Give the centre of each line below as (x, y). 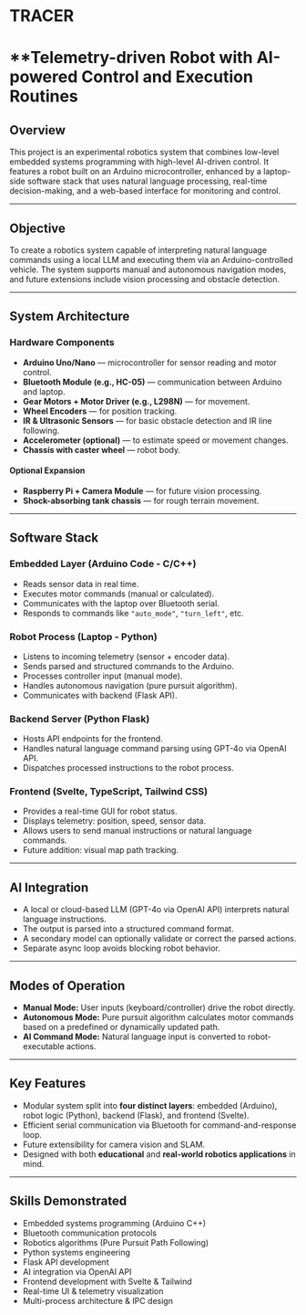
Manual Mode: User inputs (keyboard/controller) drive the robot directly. (159, 1008)
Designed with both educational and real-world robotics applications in (159, 1154)
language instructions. (64, 920)
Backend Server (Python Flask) (80, 719)
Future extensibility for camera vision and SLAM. (114, 1144)
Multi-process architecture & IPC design (97, 1300)
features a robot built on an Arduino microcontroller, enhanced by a (136, 172)
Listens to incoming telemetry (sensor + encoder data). (126, 656)
